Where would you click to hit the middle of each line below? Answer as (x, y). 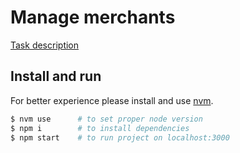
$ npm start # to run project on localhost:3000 (120, 137)
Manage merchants (93, 17)
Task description (45, 45)
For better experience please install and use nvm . (112, 100)
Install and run (56, 76)
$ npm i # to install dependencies (100, 128)
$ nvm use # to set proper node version (106, 119)
